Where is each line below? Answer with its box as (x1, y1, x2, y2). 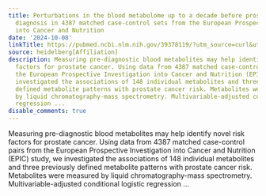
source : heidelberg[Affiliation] (8, 48, 119, 56)
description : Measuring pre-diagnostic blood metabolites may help (8, 56, 236, 64)
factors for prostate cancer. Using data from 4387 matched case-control (8, 138, 245, 146)
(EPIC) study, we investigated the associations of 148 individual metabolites (8, 154, 255, 163)
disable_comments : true (8, 107, 87, 115)
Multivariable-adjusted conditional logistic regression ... (8, 179, 190, 188)
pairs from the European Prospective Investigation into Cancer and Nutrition (8, 145, 256, 155)
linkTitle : (8, 41, 44, 49)
